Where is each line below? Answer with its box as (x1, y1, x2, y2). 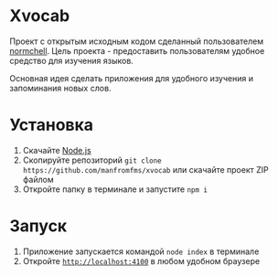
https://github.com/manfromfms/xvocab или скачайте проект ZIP (22, 164, 269, 175)
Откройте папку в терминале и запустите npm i (22, 184, 208, 195)
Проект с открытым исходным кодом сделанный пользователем (9, 36, 263, 47)
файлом (22, 174, 54, 185)
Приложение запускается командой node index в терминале (22, 246, 260, 257)
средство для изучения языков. (9, 55, 134, 66)
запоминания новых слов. (9, 82, 112, 93)
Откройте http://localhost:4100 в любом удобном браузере (22, 255, 261, 266)
